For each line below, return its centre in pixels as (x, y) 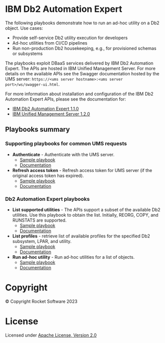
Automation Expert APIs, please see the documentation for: (66, 99)
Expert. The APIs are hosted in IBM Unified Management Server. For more (81, 68)
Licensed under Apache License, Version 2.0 (51, 335)
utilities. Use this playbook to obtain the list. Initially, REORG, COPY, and (85, 215)
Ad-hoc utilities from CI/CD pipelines (50, 43)
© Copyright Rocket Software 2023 (41, 301)
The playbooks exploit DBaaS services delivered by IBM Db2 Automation (79, 63)
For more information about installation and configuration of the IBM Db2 (79, 94)
